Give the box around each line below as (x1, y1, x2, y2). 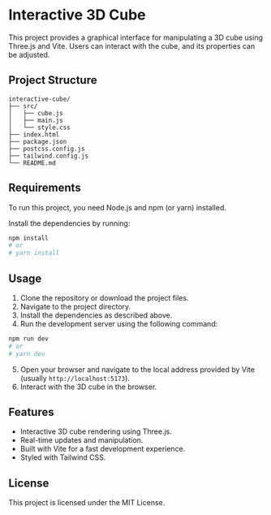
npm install (8, 234, 49, 242)
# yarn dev (8, 349, 45, 358)
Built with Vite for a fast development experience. (19, 444, 186, 454)
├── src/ (8, 102, 38, 110)
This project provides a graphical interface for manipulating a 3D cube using (8, 32, 264, 42)
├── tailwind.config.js (8, 152, 89, 160)
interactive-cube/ (8, 95, 71, 103)
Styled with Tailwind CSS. (19, 452, 106, 462)
